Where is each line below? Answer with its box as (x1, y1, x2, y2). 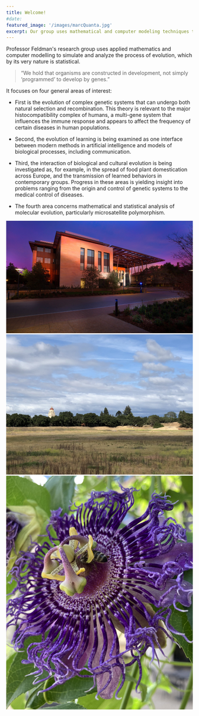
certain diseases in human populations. (14, 124, 111, 131)
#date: (6, 15, 23, 22)
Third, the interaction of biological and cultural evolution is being (14, 160, 172, 167)
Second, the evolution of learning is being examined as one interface (14, 135, 183, 142)
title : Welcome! (6, 9, 46, 15)
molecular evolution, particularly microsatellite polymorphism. (14, 209, 166, 216)
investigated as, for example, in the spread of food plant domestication (14, 166, 188, 173)
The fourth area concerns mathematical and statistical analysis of (14, 202, 175, 210)
